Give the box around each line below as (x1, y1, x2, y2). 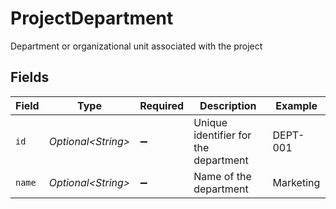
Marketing (272, 175, 321, 189)
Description (199, 98, 257, 112)
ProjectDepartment (10, 7, 174, 30)
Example (275, 98, 318, 112)
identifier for (193, 128, 252, 142)
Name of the (193, 169, 252, 183)
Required (139, 98, 185, 112)
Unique (193, 115, 228, 129)
